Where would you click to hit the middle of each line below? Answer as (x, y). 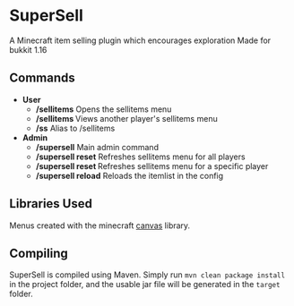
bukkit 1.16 (28, 49)
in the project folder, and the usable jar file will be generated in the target (145, 285)
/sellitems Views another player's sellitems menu (126, 118)
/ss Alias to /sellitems (75, 128)
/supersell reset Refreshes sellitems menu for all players (140, 157)
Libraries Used (51, 204)
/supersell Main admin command (97, 147)
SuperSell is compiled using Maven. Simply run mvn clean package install (147, 275)
